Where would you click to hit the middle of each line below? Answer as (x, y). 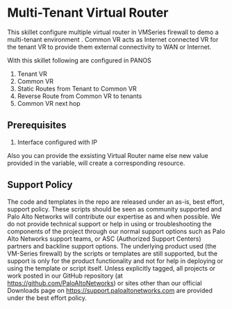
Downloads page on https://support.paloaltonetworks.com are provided (110, 290)
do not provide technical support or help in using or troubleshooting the (109, 223)
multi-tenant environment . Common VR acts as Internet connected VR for (113, 39)
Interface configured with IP (57, 142)
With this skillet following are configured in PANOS (79, 60)
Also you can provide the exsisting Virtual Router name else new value (108, 155)
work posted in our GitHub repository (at (65, 276)
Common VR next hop (49, 103)
